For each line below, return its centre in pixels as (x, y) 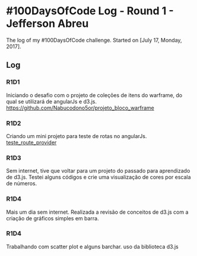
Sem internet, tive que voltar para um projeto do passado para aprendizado (98, 171)
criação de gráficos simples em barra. (53, 218)
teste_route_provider (31, 142)
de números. (22, 183)
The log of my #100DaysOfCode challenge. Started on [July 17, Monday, (94, 40)
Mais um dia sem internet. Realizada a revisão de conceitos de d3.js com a (97, 212)
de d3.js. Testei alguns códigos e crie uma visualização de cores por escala (99, 177)
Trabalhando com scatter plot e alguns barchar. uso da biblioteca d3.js (93, 246)
